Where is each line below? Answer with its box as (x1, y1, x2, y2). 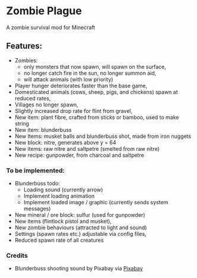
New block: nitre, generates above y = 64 (14, 138, 117, 146)
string (14, 120, 30, 127)
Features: (6, 41, 43, 51)
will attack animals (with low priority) (23, 75, 114, 83)
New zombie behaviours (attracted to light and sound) (14, 224, 147, 231)
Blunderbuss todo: (14, 180, 61, 187)
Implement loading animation (23, 192, 95, 200)
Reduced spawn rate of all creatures (14, 236, 104, 244)
